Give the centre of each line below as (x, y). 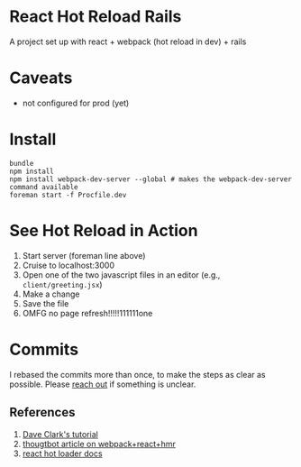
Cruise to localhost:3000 (68, 265)
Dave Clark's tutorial (60, 434)
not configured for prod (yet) (76, 103)
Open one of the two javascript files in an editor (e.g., (121, 275)
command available (44, 187)
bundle (22, 163)
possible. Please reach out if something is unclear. (103, 384)
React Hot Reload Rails (96, 17)
